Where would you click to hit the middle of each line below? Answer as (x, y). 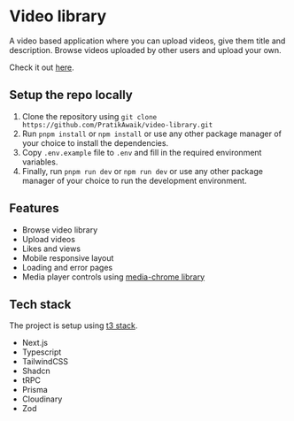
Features (34, 208)
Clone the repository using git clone (89, 116)
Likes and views (51, 249)
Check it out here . (42, 67)
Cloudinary (42, 399)
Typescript (42, 352)
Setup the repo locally (71, 95)
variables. (40, 162)
